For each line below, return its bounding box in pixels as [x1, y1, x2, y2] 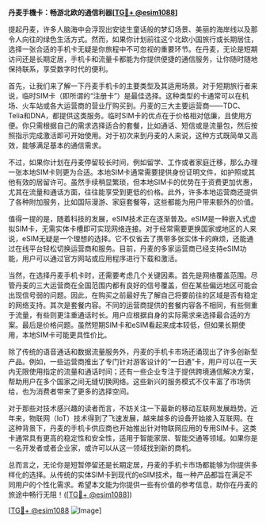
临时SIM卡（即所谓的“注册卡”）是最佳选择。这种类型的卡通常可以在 [21, 91, 242, 100]
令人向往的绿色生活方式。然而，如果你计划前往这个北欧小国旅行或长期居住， [8, 35, 258, 44]
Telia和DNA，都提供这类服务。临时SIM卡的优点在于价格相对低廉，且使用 [8, 111, 245, 120]
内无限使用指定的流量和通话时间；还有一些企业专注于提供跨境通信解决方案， [8, 367, 258, 376]
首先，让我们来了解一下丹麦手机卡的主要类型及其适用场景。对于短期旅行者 [8, 81, 251, 90]
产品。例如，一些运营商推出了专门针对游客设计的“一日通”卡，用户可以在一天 [8, 357, 257, 366]
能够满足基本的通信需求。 [21, 140, 105, 150]
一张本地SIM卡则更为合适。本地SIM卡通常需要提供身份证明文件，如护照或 [8, 167, 249, 177]
